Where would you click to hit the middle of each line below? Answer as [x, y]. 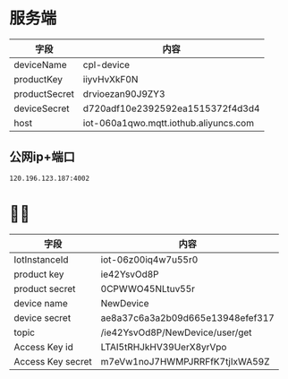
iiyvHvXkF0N [110, 79]
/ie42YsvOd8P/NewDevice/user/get [176, 332]
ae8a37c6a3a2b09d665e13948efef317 [187, 317]
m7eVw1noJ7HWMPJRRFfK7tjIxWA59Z [185, 361]
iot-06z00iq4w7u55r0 [149, 259]
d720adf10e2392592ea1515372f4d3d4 [171, 108]
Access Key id [43, 347]
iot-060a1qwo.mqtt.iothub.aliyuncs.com [169, 123]
